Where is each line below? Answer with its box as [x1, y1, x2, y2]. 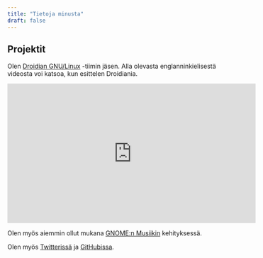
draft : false [7, 17, 46, 24]
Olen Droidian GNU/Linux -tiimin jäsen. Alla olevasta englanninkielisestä [7, 62, 216, 71]
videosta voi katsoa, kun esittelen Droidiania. [7, 69, 138, 78]
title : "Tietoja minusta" [7, 10, 84, 18]
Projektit [7, 43, 46, 55]
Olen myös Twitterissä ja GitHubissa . [7, 242, 115, 252]
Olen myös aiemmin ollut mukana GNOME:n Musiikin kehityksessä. [7, 229, 202, 237]
